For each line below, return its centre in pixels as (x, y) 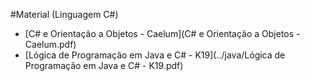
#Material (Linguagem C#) (64, 14)
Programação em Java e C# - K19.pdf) (104, 65)
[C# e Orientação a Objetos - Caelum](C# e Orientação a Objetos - (162, 33)
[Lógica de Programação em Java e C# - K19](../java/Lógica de (155, 55)
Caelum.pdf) (50, 44)
